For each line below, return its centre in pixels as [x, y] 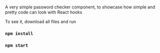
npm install [19, 33]
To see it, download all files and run [41, 22]
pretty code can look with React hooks [44, 12]
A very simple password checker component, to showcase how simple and [80, 7]
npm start [17, 45]
